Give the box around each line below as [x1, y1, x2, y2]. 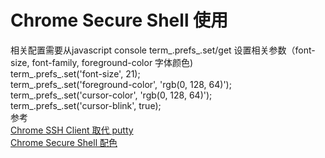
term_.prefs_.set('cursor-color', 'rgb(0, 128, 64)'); [10, 89, 213, 101]
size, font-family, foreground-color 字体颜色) [10, 56, 194, 68]
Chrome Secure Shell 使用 [10, 9, 229, 32]
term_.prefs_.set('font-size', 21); [10, 67, 141, 80]
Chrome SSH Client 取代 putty [10, 124, 134, 136]
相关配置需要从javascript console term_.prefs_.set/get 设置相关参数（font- [10, 44, 316, 56]
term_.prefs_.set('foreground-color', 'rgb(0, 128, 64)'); [10, 78, 232, 90]
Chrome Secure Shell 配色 [10, 136, 118, 148]
